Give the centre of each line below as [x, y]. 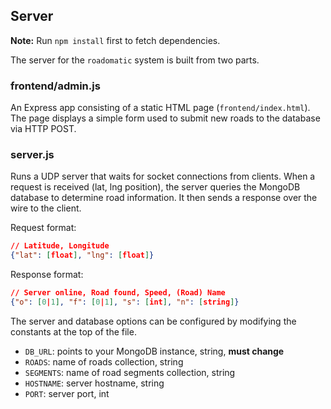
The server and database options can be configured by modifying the [153, 321]
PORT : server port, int [67, 393]
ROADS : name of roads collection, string [104, 361]
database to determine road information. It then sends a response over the [164, 198]
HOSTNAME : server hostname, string [94, 383]
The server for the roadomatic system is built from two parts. [135, 60]
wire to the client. [46, 208]
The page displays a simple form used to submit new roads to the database [165, 118]
